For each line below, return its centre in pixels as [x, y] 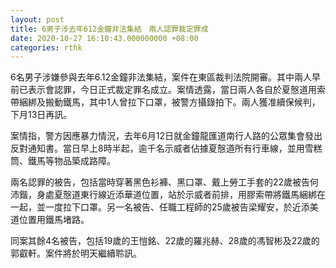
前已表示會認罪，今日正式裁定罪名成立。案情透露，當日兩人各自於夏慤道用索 [168, 90]
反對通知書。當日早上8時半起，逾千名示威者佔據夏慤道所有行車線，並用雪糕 [166, 148]
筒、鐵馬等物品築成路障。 [63, 161]
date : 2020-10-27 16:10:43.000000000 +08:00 [104, 38]
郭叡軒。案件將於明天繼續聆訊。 [76, 253]
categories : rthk [46, 47]
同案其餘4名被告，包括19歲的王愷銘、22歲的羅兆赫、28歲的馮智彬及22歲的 [165, 241]
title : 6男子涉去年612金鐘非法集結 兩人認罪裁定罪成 [109, 29]
